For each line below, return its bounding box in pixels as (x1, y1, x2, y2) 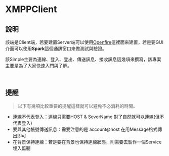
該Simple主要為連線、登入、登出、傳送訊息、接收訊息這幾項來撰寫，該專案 (5, 57, 161, 62)
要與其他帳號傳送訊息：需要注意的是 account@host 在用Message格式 (12, 126, 158, 132)
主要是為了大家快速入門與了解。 (5, 63, 72, 69)
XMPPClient (5, 4, 57, 15)
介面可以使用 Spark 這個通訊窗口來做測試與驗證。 (5, 45, 107, 51)
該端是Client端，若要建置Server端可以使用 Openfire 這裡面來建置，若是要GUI (5, 39, 163, 45)
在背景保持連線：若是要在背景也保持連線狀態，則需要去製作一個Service (12, 139, 162, 145)
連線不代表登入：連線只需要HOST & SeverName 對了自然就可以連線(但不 (12, 114, 164, 120)
